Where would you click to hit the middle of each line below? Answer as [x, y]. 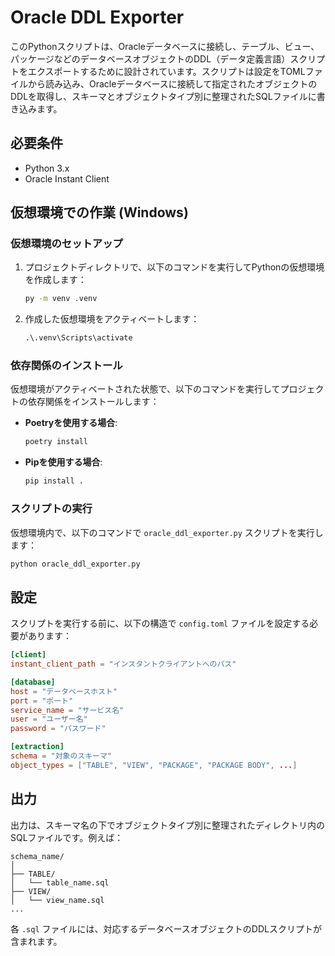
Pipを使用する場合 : [63, 462]
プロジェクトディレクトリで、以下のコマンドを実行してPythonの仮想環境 [174, 267]
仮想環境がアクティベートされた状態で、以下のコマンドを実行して [145, 389]
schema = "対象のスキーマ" [61, 756]
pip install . [54, 481]
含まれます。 [36, 941]
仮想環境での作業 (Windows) [99, 212]
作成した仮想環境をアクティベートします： [112, 319]
